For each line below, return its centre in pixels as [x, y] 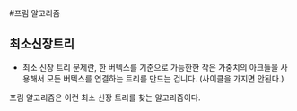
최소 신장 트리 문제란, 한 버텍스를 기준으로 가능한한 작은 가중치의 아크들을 [150, 67]
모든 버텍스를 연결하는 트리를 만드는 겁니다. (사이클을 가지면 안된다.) [165, 78]
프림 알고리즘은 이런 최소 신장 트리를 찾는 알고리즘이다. [105, 98]
